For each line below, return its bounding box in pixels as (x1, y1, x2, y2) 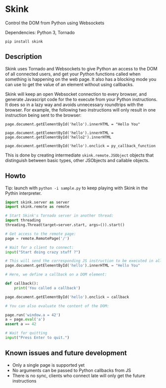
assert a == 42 (5, 322, 37, 327)
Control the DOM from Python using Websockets (5, 20, 105, 26)
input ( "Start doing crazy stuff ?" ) (5, 249, 81, 255)
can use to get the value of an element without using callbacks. (5, 81, 134, 87)
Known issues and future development (5, 349, 127, 357)
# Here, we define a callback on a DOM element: (5, 272, 107, 277)
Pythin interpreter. (5, 190, 42, 196)
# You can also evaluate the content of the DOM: (5, 303, 110, 308)
